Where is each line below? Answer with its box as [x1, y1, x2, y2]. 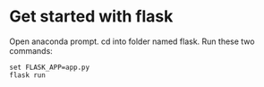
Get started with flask [9, 6, 174, 27]
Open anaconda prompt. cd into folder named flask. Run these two [9, 36, 255, 47]
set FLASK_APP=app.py [9, 63, 90, 72]
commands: [9, 45, 54, 56]
